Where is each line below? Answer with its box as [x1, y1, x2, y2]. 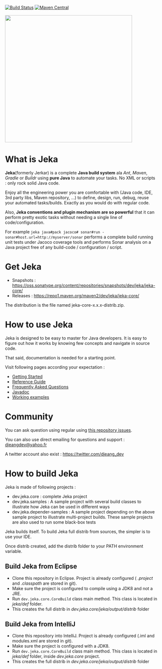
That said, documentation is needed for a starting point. [5, 355, 116, 360]
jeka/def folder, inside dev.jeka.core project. [12, 653, 100, 659]
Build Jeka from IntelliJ [5, 620, 76, 628]
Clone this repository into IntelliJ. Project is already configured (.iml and [12, 633, 155, 639]
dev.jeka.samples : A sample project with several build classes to [12, 498, 142, 504]
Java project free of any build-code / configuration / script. [5, 244, 122, 250]
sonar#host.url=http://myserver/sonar [5, 235, 83, 240]
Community [5, 411, 54, 422]
